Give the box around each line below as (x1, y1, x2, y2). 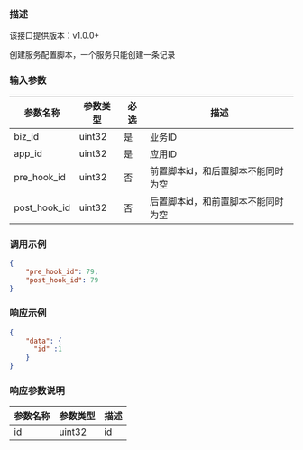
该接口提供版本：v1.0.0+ (9, 30, 100, 41)
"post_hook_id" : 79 (25, 275, 99, 285)
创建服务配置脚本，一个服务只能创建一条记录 (9, 50, 176, 60)
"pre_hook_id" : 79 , (25, 267, 99, 276)
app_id (14, 147, 43, 160)
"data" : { (25, 336, 63, 345)
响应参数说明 (9, 384, 66, 397)
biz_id (14, 130, 40, 142)
